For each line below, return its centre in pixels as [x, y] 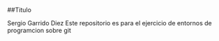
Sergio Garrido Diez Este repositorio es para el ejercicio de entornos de [110, 23]
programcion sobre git [39, 30]
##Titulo [19, 10]
